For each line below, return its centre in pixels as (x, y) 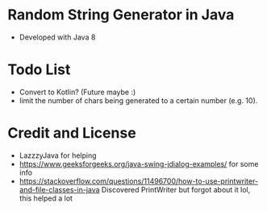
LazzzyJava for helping (58, 155)
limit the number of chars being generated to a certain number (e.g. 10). (138, 100)
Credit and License (72, 133)
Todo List (39, 70)
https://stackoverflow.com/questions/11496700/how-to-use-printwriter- (139, 181)
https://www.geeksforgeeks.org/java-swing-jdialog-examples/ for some (139, 163)
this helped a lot (46, 198)
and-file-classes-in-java (59, 189)
